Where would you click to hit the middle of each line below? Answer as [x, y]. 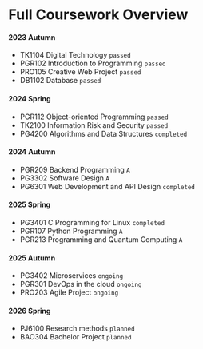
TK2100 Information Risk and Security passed [94, 125]
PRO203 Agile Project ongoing [69, 292]
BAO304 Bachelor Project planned [76, 337]
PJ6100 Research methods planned [77, 328]
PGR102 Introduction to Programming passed [93, 63]
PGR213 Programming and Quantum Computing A [101, 240]
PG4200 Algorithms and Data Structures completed [103, 133]
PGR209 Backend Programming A [75, 169]
